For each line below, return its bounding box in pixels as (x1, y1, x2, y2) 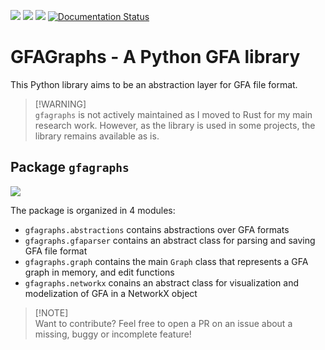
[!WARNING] (34, 98, 87, 110)
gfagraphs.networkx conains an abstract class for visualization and (24, 276, 300, 289)
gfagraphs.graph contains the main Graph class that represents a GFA (24, 255, 309, 267)
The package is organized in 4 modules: (10, 204, 176, 216)
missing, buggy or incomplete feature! (34, 328, 192, 340)
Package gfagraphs (10, 159, 130, 176)
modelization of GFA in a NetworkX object (24, 287, 198, 299)
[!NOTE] (34, 306, 69, 319)
